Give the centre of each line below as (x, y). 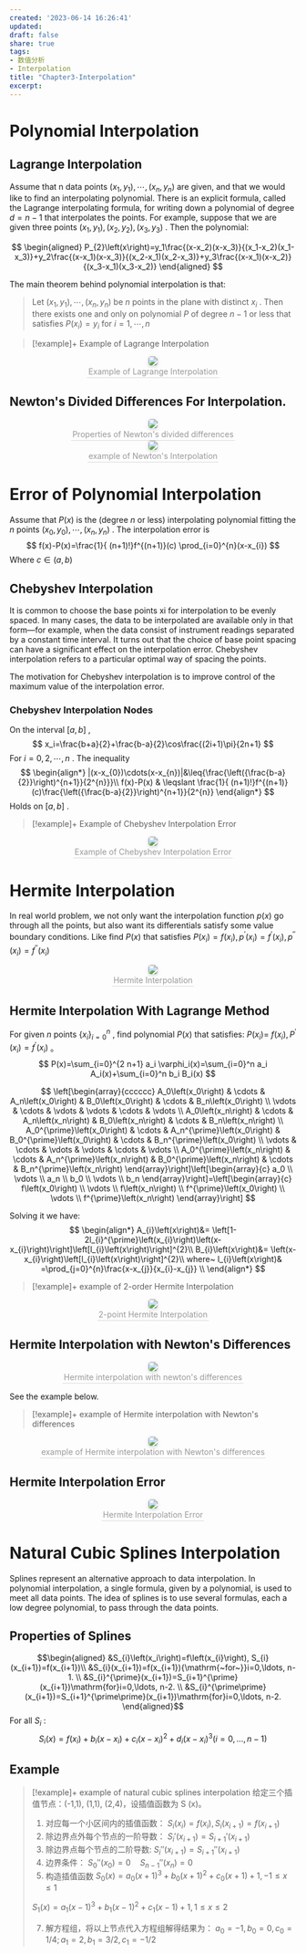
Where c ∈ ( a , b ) (41, 560)
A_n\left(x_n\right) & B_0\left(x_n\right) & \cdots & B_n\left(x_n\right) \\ (153, 1121)
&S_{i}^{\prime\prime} (226, 1687)
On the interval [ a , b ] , (50, 730)
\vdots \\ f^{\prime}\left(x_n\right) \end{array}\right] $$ (153, 1198)
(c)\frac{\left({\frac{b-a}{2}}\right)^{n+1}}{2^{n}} (122, 792)
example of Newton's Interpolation (153, 455)
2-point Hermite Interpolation (153, 1314)
